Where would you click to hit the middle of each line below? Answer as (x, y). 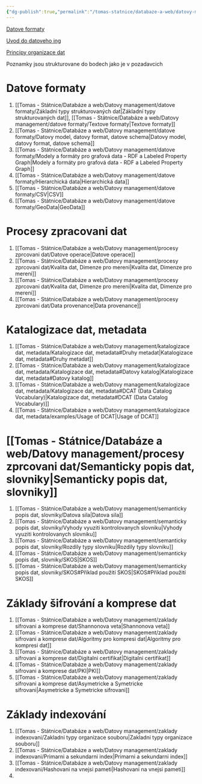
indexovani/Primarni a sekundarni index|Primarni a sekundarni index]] (101, 757)
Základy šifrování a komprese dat (91, 603)
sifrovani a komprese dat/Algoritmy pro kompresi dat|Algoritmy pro (98, 639)
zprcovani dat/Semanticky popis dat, (100, 466)
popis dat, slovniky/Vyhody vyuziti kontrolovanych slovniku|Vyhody (98, 528)
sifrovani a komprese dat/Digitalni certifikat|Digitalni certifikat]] (93, 658)
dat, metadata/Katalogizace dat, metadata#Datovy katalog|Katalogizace (104, 372)
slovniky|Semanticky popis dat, (87, 479)
